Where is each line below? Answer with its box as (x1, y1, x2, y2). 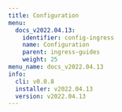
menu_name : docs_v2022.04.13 (8, 63, 104, 71)
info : (8, 70, 26, 78)
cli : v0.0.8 (15, 77, 55, 85)
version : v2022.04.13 (15, 92, 87, 100)
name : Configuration (22, 41, 90, 49)
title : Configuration (8, 11, 79, 20)
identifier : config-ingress (22, 33, 114, 42)
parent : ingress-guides (22, 48, 101, 56)
